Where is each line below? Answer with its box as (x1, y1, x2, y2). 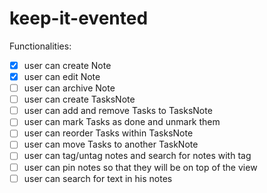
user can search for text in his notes (23, 172, 173, 184)
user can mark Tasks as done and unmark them (23, 116, 221, 128)
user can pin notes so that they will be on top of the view (23, 161, 258, 173)
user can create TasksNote (23, 93, 136, 106)
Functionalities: (9, 40, 72, 52)
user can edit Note (23, 71, 101, 82)
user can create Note (23, 59, 112, 71)
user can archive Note (23, 82, 116, 94)
